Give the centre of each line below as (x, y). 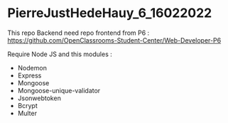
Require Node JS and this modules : (60, 54)
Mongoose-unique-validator (59, 90)
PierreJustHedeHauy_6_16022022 (110, 13)
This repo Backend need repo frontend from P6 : (78, 33)
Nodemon (32, 68)
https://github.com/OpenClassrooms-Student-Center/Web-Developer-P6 (114, 40)
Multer (27, 113)
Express (29, 75)
